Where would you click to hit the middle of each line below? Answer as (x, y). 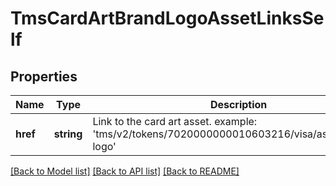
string (68, 134)
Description (238, 104)
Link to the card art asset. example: (175, 121)
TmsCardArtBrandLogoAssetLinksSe (167, 18)
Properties (44, 76)
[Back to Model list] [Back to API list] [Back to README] (125, 171)
